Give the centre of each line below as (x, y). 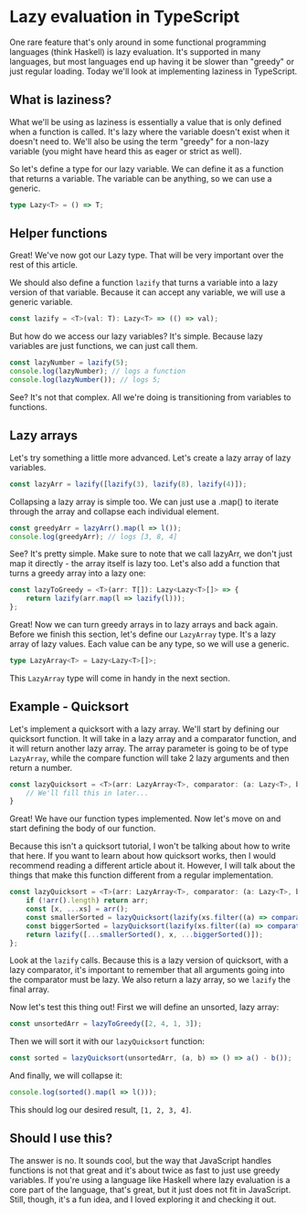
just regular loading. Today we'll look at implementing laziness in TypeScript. (153, 71)
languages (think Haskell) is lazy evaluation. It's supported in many (135, 51)
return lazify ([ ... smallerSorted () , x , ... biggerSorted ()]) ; (144, 934)
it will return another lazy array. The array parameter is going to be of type (149, 748)
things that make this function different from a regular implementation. (142, 875)
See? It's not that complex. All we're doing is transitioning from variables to (150, 397)
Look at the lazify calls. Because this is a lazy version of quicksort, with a (149, 960)
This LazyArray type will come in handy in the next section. (120, 678)
